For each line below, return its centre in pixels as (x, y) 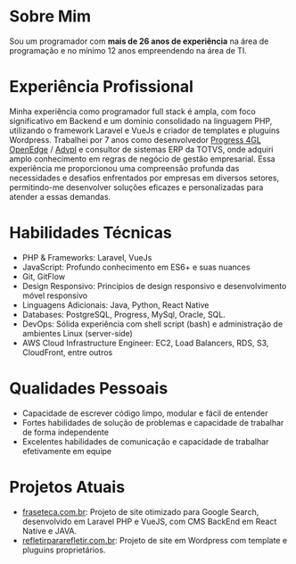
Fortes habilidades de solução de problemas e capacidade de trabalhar (153, 422)
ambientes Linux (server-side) (78, 333)
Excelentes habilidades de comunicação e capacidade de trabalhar (145, 441)
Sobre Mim (50, 17)
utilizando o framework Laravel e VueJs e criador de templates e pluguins (145, 130)
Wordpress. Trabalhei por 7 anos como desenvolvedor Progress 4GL (135, 139)
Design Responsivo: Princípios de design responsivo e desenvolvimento (154, 286)
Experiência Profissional (102, 87)
